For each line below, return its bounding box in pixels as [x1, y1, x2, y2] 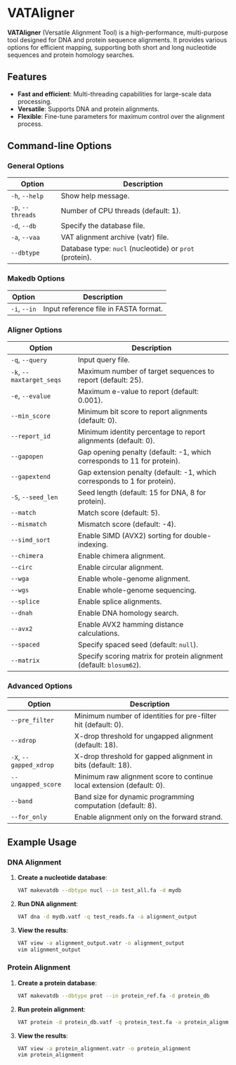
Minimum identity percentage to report [77, 427, 206, 437]
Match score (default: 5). [77, 508, 160, 518]
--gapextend [11, 473, 51, 481]
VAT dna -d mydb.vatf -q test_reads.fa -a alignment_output [17, 913, 197, 920]
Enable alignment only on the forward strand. [74, 812, 223, 822]
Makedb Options [7, 274, 65, 283]
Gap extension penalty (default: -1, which [77, 468, 216, 478]
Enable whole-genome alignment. [77, 574, 191, 584]
